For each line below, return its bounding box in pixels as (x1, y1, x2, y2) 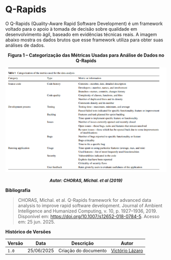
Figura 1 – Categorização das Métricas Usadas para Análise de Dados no (7, 52, 165, 58)
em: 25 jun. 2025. (17, 219, 55, 225)
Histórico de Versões (5, 229, 51, 234)
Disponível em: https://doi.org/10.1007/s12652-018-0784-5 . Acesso (17, 214, 160, 219)
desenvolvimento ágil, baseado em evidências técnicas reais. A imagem (5, 31, 157, 37)
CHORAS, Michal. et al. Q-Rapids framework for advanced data (17, 197, 152, 203)
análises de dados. (5, 42, 45, 48)
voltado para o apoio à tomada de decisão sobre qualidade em (5, 26, 137, 32)
